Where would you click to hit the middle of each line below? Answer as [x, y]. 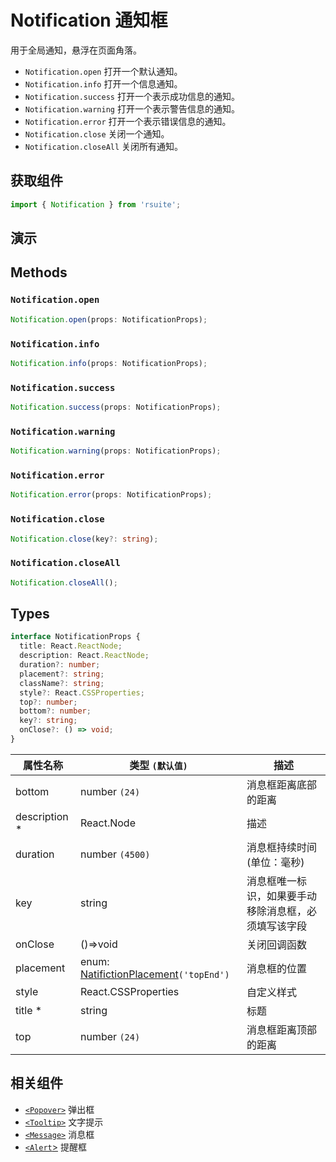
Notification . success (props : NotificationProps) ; [116, 407]
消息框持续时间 [282, 847]
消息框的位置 [277, 968]
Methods [39, 272]
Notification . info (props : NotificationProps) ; [109, 363]
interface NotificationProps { [75, 637]
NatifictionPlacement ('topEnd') [155, 974]
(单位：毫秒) [275, 862]
